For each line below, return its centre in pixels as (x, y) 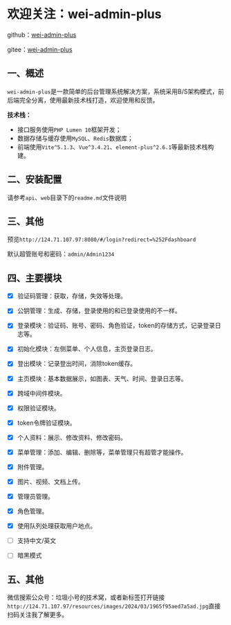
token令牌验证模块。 (46, 423)
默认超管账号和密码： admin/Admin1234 (61, 254)
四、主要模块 (35, 278)
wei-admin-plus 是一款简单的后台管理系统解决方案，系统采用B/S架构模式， (113, 91)
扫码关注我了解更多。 (37, 615)
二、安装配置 (35, 180)
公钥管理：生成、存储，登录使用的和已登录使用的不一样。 (99, 311)
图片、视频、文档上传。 (50, 482)
